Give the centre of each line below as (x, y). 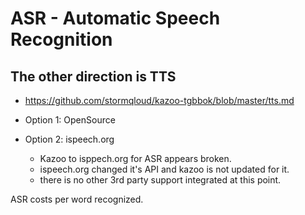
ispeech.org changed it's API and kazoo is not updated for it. (164, 169)
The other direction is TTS (93, 76)
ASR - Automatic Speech (115, 18)
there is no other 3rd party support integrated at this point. (160, 180)
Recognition (61, 39)
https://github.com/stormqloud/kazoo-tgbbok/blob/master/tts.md (159, 100)
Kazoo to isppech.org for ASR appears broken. (135, 158)
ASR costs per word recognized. (77, 199)
